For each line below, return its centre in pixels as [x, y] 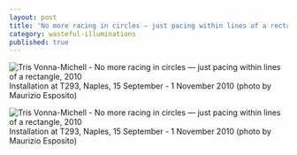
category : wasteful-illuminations [73, 34]
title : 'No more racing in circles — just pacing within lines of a [138, 26]
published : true [39, 42]
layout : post [33, 17]
